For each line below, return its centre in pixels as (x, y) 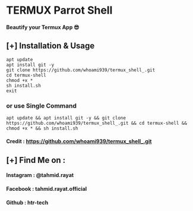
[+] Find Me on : (36, 160)
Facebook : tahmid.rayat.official (47, 189)
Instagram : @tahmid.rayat (40, 175)
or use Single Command (42, 106)
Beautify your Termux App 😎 (43, 27)
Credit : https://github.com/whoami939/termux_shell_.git (79, 141)
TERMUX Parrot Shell (59, 10)
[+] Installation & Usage (50, 46)
